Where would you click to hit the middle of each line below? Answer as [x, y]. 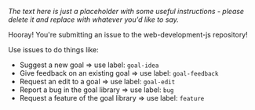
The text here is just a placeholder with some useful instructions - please [126, 11]
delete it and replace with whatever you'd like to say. [93, 20]
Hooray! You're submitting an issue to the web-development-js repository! [128, 35]
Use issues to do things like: [54, 50]
